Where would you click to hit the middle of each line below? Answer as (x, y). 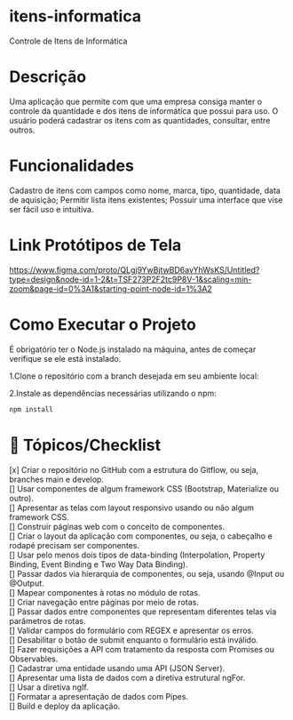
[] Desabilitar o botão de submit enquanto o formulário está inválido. (134, 640)
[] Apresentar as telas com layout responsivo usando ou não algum (132, 508)
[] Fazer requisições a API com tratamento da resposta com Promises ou (142, 649)
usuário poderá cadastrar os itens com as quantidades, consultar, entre (140, 120)
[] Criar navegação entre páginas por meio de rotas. (104, 602)
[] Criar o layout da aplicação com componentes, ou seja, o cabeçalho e (141, 536)
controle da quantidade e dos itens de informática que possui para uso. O (144, 111)
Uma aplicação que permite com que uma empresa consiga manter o (136, 101)
